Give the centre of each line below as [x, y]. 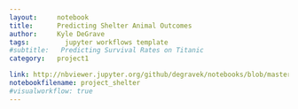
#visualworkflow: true [51, 91]
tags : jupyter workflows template [89, 42]
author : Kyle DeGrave [57, 34]
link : [19, 75]
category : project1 [49, 58]
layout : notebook [49, 17]
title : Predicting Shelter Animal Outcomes [101, 26]
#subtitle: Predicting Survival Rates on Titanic [106, 51]
